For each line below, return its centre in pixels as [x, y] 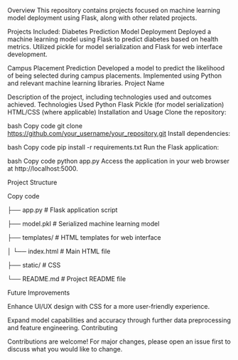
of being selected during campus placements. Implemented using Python [115, 75]
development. [27, 54]
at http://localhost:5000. [43, 169]
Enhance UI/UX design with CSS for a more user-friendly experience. [109, 306]
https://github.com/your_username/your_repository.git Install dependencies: [119, 133]
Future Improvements [39, 292]
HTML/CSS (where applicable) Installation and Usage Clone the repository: [117, 112]
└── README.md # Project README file [67, 279]
